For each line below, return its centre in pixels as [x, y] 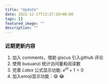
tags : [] [14, 19]
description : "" [22, 28]
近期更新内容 [20, 46]
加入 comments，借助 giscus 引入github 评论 [58, 57]
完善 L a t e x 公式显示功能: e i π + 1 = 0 [48, 70]
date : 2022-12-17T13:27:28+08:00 [39, 14]
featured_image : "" [25, 23]
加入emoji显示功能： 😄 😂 [38, 76]
